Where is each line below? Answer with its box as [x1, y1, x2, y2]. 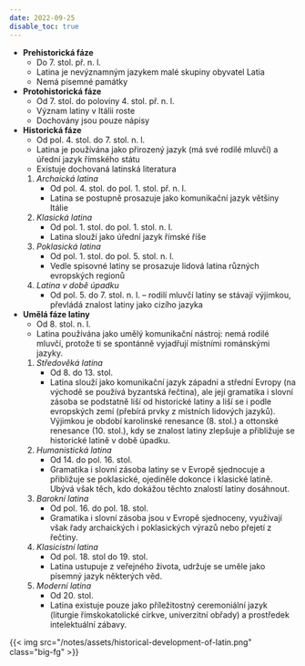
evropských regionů [49, 270, 126, 281]
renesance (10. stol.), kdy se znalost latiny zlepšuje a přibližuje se [49, 425, 296, 436]
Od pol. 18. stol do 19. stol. [49, 551, 148, 562]
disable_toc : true [9, 22, 79, 31]
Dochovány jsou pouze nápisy [36, 115, 150, 126]
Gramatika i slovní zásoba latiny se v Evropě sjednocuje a [49, 463, 266, 474]
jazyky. [36, 348, 64, 359]
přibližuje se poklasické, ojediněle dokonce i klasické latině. [49, 473, 273, 484]
